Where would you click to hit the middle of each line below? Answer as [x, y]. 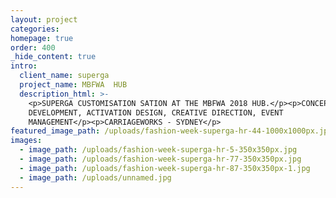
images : [26, 141]
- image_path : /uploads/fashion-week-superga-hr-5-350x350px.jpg [158, 150]
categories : [35, 29]
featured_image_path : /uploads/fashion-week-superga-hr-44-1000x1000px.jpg [171, 131]
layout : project [44, 19]
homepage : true [42, 38]
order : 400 [33, 47]
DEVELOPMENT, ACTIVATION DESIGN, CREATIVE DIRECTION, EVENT [156, 112]
